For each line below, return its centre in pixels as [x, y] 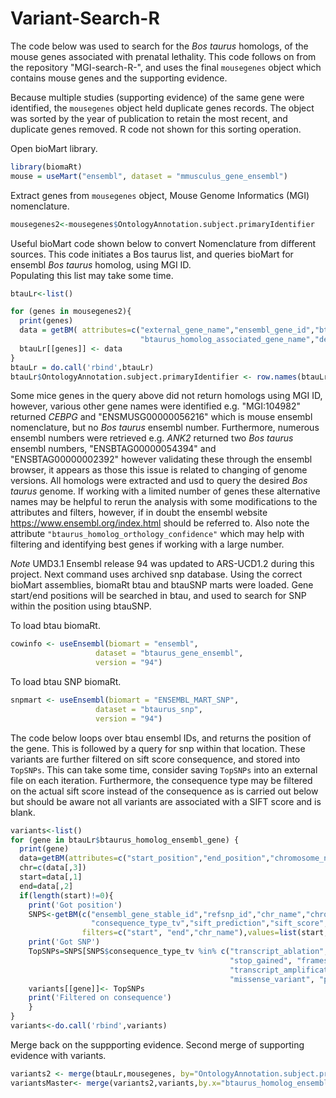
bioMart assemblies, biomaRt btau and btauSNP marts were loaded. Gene [162, 585]
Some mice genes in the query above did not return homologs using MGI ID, [166, 396]
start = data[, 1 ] [51, 877]
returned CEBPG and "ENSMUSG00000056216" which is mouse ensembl [161, 417]
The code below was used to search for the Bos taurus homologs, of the [159, 46]
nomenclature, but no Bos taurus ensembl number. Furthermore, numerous [165, 428]
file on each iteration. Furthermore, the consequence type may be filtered [161, 780]
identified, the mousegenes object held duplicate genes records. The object [162, 108]
